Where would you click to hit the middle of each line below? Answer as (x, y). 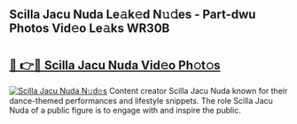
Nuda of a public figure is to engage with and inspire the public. (125, 110)
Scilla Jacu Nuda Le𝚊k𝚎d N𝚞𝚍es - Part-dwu (133, 15)
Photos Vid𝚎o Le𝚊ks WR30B (90, 29)
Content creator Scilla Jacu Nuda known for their (199, 91)
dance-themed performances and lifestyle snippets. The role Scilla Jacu (141, 101)
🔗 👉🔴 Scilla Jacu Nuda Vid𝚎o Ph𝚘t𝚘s (115, 65)
